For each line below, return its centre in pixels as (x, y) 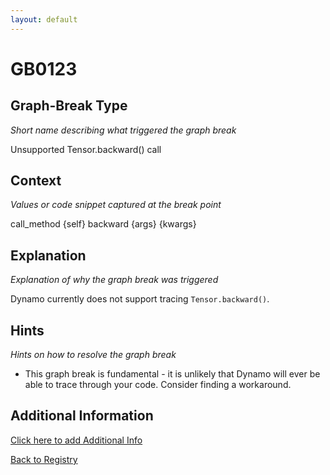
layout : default (44, 19)
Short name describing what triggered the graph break (123, 130)
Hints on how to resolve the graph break (93, 355)
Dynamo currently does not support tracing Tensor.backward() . (140, 299)
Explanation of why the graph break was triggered (114, 280)
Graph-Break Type (69, 106)
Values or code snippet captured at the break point (116, 205)
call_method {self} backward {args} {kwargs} (103, 224)
